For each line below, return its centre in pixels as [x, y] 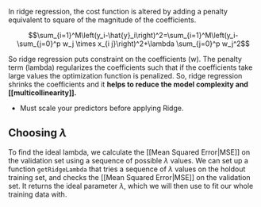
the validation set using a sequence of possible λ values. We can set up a [128, 160]
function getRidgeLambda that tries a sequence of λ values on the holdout [127, 169]
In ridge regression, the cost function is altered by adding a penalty [118, 11]
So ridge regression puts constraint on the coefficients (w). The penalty [125, 59]
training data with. [38, 194]
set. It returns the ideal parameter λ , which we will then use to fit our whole [131, 186]
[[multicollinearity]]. [42, 93]
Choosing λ [38, 133]
